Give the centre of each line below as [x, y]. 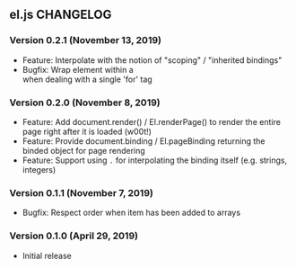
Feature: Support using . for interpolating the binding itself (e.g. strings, [155, 160]
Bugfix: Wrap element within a [78, 69]
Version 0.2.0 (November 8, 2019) [85, 103]
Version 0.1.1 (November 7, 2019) [82, 192]
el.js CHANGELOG [61, 15]
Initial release [47, 255]
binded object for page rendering [83, 150]
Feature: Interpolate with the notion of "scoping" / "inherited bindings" [152, 60]
